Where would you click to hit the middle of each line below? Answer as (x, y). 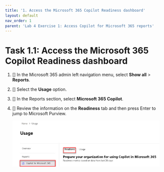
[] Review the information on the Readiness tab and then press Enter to (84, 108)
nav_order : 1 (18, 21)
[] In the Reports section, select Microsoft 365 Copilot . (68, 99)
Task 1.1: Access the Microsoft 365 (77, 51)
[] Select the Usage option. (39, 89)
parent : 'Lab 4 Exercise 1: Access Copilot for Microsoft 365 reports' (80, 26)
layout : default (22, 15)
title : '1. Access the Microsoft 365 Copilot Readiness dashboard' (75, 10)
